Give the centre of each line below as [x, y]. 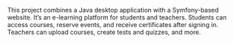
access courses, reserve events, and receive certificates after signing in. [113, 25]
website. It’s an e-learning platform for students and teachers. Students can [117, 17]
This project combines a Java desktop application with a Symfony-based [113, 10]
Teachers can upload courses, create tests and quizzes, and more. [104, 32]
